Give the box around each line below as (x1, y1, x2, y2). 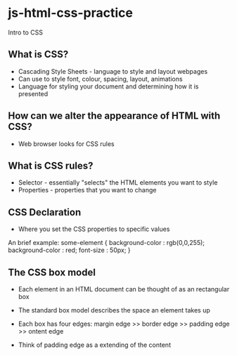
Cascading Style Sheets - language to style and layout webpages (18, 67, 208, 75)
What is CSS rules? (8, 159, 94, 171)
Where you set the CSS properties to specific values (18, 225, 170, 233)
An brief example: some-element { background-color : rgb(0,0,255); (8, 239, 205, 247)
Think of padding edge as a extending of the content (18, 341, 172, 349)
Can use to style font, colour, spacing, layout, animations (18, 74, 183, 83)
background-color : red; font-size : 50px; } (8, 246, 131, 254)
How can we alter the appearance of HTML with (8, 110, 221, 122)
